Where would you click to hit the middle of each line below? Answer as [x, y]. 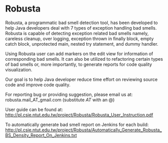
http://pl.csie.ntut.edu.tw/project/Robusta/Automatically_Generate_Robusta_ [83, 130]
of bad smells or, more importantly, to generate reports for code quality [78, 64]
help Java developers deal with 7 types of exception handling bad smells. [81, 28]
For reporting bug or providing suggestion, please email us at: [69, 94]
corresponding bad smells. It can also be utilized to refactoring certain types [84, 59]
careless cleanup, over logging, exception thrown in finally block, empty [79, 39]
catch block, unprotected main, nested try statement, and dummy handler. [82, 44]
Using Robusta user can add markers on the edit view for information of [79, 54]
